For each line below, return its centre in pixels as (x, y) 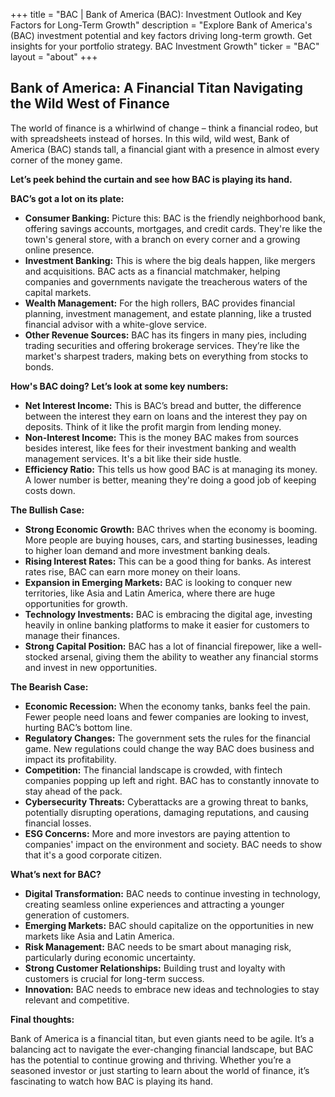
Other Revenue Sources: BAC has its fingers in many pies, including (165, 335)
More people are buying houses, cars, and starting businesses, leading (171, 540)
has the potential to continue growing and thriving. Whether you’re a (151, 1060)
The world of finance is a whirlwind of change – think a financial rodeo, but (164, 128)
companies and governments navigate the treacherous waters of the (166, 281)
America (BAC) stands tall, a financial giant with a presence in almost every (165, 149)
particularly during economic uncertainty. (110, 957)
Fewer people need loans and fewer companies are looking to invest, (166, 716)
